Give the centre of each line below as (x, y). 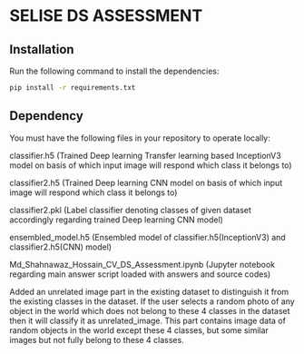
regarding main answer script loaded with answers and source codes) (140, 274)
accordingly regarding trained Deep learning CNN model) (117, 220)
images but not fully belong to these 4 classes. (97, 339)
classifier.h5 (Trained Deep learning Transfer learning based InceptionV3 (145, 155)
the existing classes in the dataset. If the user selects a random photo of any (152, 301)
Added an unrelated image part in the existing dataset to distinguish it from (149, 291)
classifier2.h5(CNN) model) (60, 247)
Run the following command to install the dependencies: (114, 71)
